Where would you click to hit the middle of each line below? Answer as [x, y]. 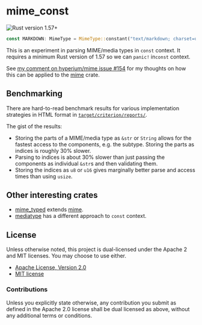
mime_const [38, 11]
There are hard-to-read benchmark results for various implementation [93, 108]
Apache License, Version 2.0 [50, 268]
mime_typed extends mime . [49, 209]
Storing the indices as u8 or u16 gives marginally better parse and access [105, 170]
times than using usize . [44, 176]
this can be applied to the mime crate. [53, 75]
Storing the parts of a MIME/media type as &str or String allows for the [103, 138]
